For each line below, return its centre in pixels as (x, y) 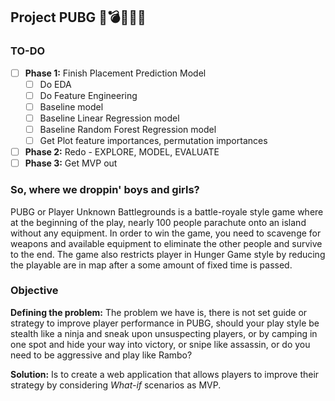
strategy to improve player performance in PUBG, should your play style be (165, 323)
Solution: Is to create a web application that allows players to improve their (165, 374)
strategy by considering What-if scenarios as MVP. (116, 385)
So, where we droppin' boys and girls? (105, 190)
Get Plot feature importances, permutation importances (153, 141)
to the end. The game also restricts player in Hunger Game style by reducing (168, 254)
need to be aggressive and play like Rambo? (101, 355)
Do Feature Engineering (88, 95)
